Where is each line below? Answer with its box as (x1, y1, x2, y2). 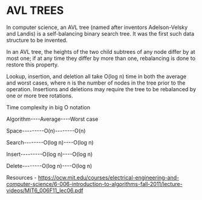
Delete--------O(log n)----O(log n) (6, 162, 93, 169)
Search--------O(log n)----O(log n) (6, 138, 94, 146)
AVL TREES (6, 4, 64, 18)
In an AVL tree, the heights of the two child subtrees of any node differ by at (6, 48, 195, 55)
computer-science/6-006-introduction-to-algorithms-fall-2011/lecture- (6, 180, 183, 187)
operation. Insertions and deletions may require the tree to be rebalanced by (6, 85, 197, 92)
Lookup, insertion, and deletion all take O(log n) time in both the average (6, 73, 186, 80)
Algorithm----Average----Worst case (6, 115, 99, 123)
